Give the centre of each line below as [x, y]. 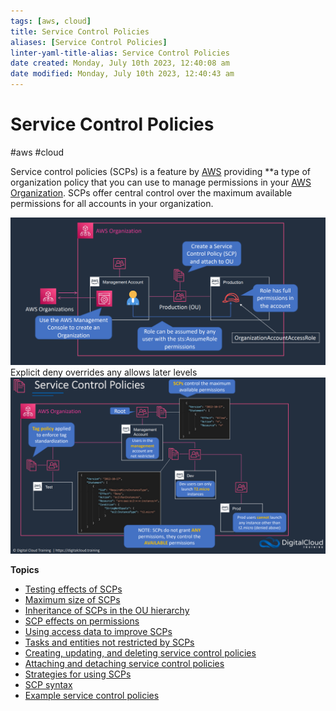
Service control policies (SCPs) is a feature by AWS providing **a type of [161, 171]
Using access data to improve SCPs [98, 632]
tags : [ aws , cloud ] [51, 21]
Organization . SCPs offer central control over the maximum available [151, 192]
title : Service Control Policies [80, 31]
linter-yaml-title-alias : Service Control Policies [120, 53]
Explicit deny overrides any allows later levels [104, 372]
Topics [25, 570]
